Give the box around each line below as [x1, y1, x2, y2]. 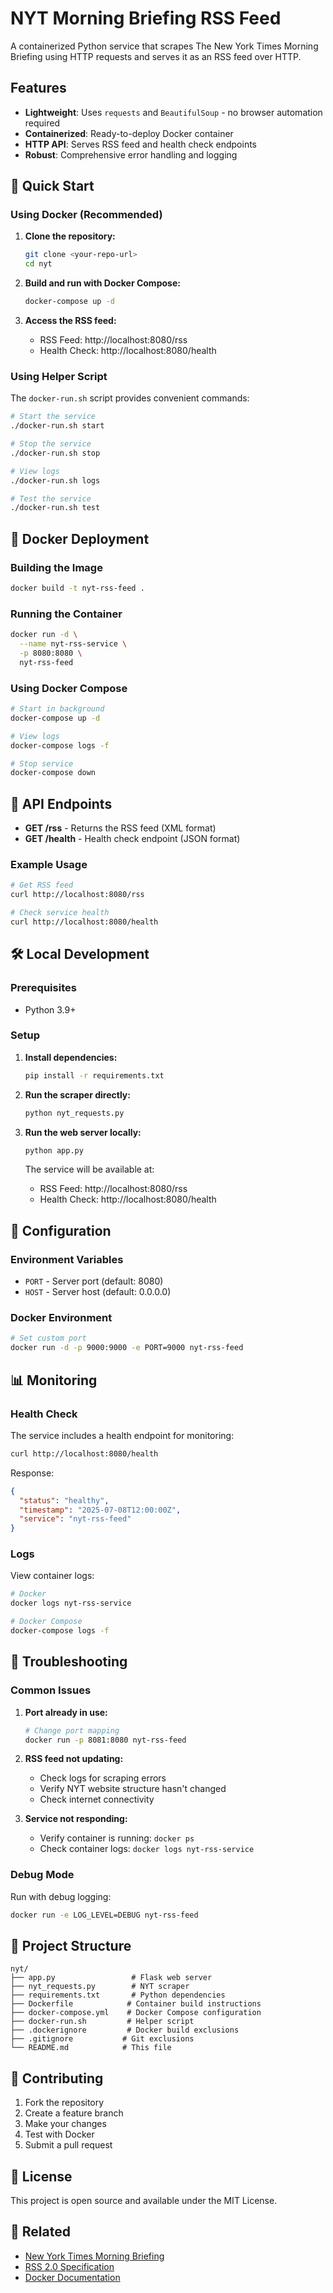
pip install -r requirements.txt [24, 1070, 165, 1081]
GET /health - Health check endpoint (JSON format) [24, 833, 241, 845]
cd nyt [24, 259, 53, 269]
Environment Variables [10, 1252, 124, 1266]
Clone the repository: [24, 230, 116, 242]
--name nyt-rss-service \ [19, 639, 128, 649]
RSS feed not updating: [24, 1753, 124, 1765]
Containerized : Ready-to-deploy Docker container [24, 127, 234, 139]
